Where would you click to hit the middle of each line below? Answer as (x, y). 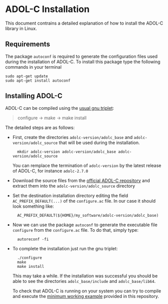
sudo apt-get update (27, 76)
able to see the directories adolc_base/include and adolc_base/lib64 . (84, 281)
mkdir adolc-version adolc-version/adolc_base (67, 151)
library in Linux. (21, 28)
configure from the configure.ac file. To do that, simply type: (75, 230)
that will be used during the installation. (99, 142)
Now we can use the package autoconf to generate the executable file (85, 225)
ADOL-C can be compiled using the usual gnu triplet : (60, 108)
